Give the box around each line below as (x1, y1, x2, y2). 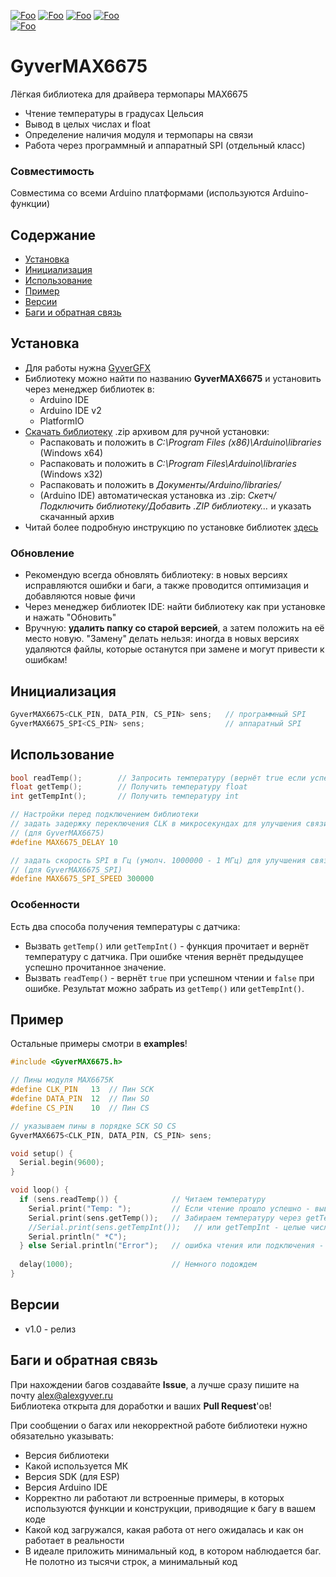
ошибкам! (24, 654, 68, 666)
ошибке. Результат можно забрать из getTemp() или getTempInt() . (24, 982, 305, 994)
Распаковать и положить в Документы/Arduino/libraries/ (39, 478, 282, 490)
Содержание (10, 226, 97, 244)
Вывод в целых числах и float (24, 118, 151, 130)
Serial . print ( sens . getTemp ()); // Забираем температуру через (28, 1213, 302, 1223)
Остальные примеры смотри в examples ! (10, 1038, 188, 1050)
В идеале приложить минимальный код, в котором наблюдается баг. (24, 1545, 322, 1557)
